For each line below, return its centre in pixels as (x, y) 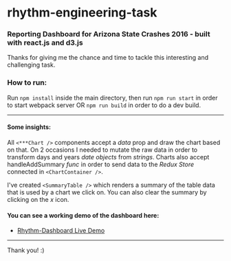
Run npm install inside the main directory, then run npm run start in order (112, 98)
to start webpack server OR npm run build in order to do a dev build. (104, 105)
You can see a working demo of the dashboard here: (83, 215)
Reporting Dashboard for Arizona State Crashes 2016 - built (109, 34)
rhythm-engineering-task (82, 13)
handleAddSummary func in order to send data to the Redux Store (101, 164)
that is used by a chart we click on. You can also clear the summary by (107, 192)
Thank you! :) (26, 250)
